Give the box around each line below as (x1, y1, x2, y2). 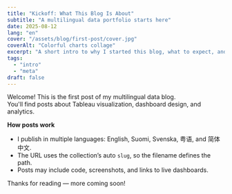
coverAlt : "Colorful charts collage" (7, 42, 116, 49)
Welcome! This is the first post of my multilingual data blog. (7, 93, 176, 101)
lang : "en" (7, 29, 39, 36)
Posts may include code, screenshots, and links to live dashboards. (17, 166, 209, 174)
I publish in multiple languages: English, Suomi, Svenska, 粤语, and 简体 (17, 135, 220, 143)
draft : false (7, 74, 45, 81)
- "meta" (13, 67, 39, 74)
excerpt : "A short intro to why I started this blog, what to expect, (7, 49, 215, 56)
